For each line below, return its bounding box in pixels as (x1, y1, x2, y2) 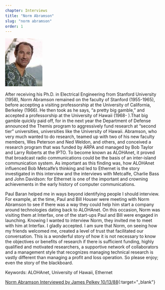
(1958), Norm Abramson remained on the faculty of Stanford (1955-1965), (5, 97, 155, 103)
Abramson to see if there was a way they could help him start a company (5, 202, 155, 208)
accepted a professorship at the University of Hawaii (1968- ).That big (5, 113, 148, 119)
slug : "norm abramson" (5, 18, 52, 23)
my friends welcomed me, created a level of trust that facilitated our (5, 228, 144, 234)
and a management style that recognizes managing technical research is (5, 249, 154, 255)
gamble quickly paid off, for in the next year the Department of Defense (5, 118, 151, 124)
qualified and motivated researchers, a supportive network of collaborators (5, 244, 159, 250)
